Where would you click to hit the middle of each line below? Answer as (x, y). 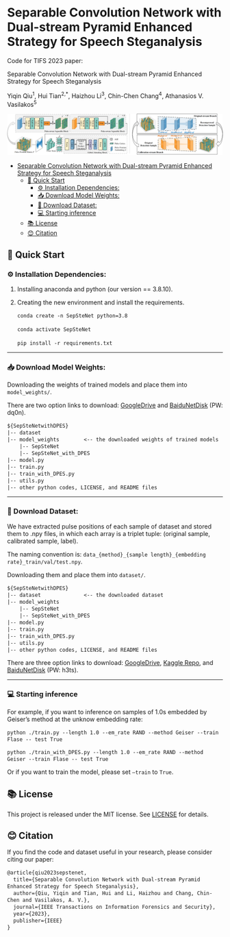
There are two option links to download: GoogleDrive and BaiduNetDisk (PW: (115, 405)
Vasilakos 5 (22, 104)
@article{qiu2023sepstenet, (47, 873)
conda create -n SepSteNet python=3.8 (72, 316)
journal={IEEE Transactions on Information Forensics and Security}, (114, 907)
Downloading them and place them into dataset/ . (76, 574)
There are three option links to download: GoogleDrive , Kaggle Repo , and (110, 662)
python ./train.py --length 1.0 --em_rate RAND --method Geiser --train (113, 732)
